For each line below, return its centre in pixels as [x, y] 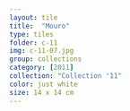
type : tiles [31, 34]
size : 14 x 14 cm [42, 92]
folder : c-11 [34, 43]
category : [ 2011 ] [42, 68]
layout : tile [34, 17]
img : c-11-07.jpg [42, 51]
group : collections [46, 59]
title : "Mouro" [39, 26]
